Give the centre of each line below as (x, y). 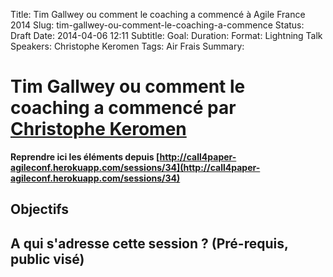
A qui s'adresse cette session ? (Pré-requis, (149, 243)
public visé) (47, 259)
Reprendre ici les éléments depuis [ (85, 156)
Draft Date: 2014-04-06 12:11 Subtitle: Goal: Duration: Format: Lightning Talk (166, 35)
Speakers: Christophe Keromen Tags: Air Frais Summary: (127, 46)
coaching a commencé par (123, 108)
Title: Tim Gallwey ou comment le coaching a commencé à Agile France (158, 14)
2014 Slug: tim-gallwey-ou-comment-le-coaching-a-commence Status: (157, 25)
